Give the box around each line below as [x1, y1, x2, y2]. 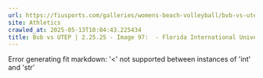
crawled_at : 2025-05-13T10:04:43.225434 [8, 26, 142, 34]
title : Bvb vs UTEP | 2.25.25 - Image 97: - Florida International [8, 33, 236, 41]
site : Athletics [8, 19, 61, 27]
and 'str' [8, 63, 35, 73]
